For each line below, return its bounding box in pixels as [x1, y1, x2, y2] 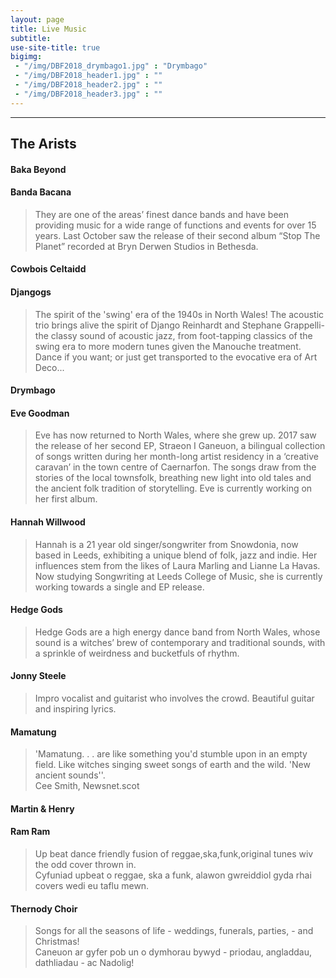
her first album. [34, 493, 98, 505]
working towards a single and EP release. [34, 581, 205, 593]
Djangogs [10, 286, 52, 298]
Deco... [34, 361, 65, 373]
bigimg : [10, 52, 43, 62]
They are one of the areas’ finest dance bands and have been [34, 208, 289, 220]
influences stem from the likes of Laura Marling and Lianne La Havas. [34, 559, 321, 571]
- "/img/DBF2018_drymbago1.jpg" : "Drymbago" [14, 61, 208, 71]
